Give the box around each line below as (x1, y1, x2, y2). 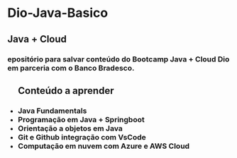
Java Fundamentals (17, 106, 87, 116)
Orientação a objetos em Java (17, 123, 123, 133)
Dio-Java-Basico (7, 5, 109, 21)
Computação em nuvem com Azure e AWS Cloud (17, 141, 190, 151)
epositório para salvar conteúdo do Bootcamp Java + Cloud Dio (7, 54, 230, 64)
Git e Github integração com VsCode (17, 132, 147, 142)
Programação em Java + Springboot (17, 114, 145, 124)
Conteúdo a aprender (17, 85, 114, 97)
